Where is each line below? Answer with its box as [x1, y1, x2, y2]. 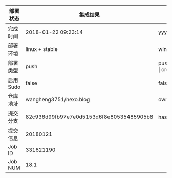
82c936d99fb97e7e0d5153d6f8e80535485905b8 [25, 113, 154, 120]
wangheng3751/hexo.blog [25, 96, 90, 103]
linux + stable [25, 46, 58, 53]
